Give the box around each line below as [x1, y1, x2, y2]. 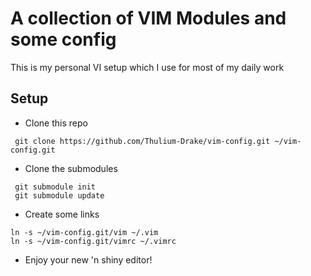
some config [10, 28, 117, 51]
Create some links [24, 208, 100, 220]
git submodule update [14, 190, 105, 201]
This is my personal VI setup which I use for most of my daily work [10, 61, 285, 73]
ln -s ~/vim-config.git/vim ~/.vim [10, 227, 159, 237]
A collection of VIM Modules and [10, 7, 287, 30]
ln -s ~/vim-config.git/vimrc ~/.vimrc [10, 236, 177, 246]
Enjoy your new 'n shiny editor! [24, 253, 153, 266]
